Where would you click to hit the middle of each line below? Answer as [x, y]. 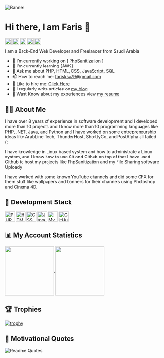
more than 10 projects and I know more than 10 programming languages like [82, 126]
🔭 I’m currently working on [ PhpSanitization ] [58, 61]
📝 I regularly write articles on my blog [50, 89]
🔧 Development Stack [39, 202]
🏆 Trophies [23, 309]
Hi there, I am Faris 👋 [48, 27]
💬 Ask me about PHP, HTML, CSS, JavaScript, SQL [63, 71]
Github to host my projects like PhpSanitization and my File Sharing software [82, 162]
